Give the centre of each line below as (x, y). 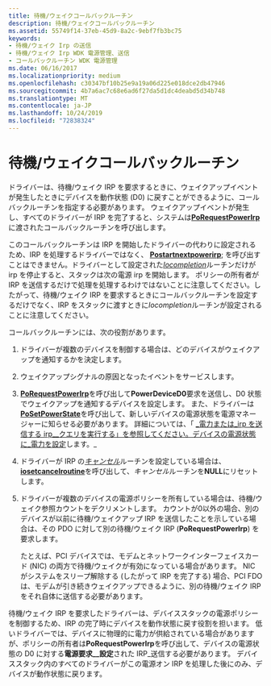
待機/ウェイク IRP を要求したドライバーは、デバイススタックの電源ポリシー (133, 613)
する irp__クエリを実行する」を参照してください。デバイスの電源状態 (142, 434)
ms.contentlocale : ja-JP (50, 106)
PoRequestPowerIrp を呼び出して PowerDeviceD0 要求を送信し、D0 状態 (141, 393)
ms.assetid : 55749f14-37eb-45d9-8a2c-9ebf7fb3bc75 (95, 31)
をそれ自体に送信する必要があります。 (83, 596)
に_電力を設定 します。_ (58, 443)
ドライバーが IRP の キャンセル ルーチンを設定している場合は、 (123, 461)
